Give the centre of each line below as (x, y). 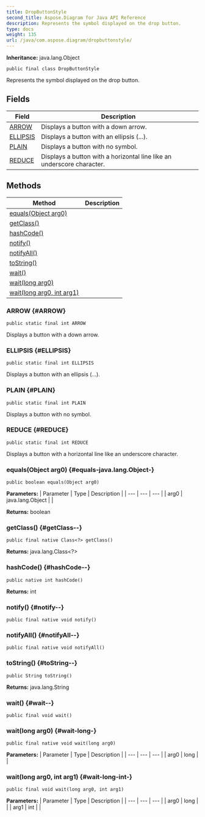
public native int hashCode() (45, 580)
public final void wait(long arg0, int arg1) (65, 790)
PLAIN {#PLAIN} (31, 390)
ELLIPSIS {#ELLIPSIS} (39, 350)
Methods (24, 186)
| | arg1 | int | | (24, 807)
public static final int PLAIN (46, 403)
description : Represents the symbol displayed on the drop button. (94, 23)
